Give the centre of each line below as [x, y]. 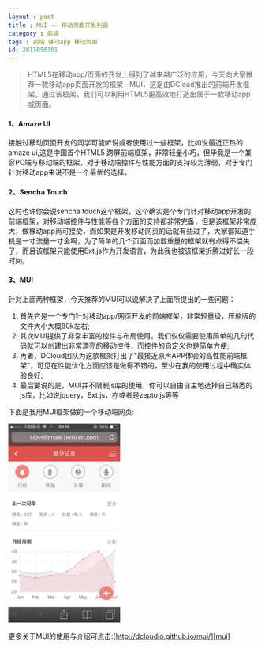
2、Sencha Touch [38, 192]
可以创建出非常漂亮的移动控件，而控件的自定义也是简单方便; [132, 345]
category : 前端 [34, 33]
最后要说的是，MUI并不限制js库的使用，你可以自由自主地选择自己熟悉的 [136, 385]
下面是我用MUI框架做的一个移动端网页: [71, 412]
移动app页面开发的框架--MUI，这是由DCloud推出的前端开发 [146, 85]
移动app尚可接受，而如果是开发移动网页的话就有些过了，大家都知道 [139, 231]
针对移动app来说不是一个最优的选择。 [70, 172]
